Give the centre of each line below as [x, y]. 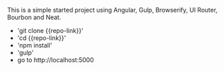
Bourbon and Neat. [34, 17]
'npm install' [35, 45]
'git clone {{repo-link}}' [50, 31]
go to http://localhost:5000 [56, 60]
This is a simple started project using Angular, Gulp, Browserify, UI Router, [112, 10]
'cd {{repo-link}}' [41, 38]
